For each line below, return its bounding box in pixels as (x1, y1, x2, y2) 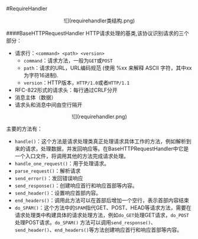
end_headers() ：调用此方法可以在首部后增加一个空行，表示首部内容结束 (14, 197, 189, 204)
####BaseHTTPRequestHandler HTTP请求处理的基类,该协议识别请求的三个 (6, 30, 189, 37)
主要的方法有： (6, 125, 43, 132)
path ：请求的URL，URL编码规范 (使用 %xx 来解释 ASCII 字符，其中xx (23, 64, 192, 71)
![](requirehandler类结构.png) (63, 17, 135, 24)
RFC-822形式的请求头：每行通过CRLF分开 (14, 87, 118, 93)
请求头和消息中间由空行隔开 (14, 102, 83, 108)
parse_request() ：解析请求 (14, 168, 81, 174)
